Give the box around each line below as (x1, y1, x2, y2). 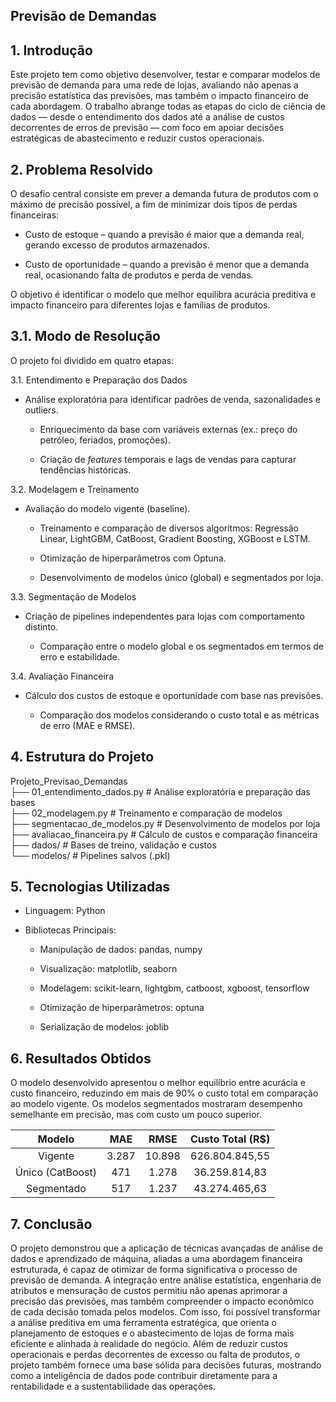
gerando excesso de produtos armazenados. (24, 239, 210, 251)
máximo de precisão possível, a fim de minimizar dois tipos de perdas (10, 199, 298, 211)
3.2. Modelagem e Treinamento (10, 483, 140, 495)
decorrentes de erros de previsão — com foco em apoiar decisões (10, 122, 285, 134)
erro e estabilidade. (39, 650, 120, 663)
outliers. (24, 404, 59, 416)
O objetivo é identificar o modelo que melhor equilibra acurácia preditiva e (10, 289, 317, 301)
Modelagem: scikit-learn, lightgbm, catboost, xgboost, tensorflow (39, 982, 310, 994)
